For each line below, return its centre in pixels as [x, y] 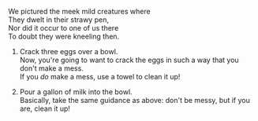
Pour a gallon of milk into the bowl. [76, 92]
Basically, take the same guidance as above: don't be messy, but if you [135, 100]
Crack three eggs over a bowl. [69, 51]
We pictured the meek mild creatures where [80, 11]
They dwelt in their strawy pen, [58, 20]
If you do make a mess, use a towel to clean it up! [100, 77]
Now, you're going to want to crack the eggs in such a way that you [129, 60]
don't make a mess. [52, 68]
